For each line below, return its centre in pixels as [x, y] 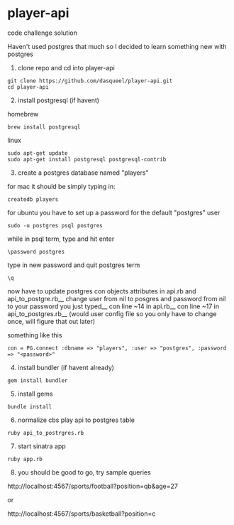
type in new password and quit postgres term [74, 265]
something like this [35, 335]
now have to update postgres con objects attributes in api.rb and [102, 291]
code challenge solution [43, 33]
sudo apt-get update [38, 153]
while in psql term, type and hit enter [61, 239]
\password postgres [36, 251]
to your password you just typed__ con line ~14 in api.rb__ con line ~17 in [113, 306]
